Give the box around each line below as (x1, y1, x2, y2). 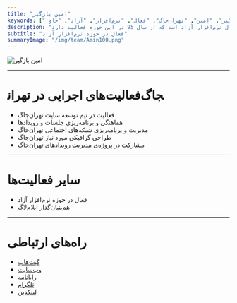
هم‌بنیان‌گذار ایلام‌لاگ (17, 203, 71, 211)
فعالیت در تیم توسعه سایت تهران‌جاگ (17, 111, 115, 119)
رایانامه (17, 273, 37, 281)
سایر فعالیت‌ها (7, 172, 81, 188)
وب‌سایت (17, 265, 42, 273)
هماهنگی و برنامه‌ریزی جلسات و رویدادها (17, 118, 123, 127)
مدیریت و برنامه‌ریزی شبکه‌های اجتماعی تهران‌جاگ (17, 126, 149, 134)
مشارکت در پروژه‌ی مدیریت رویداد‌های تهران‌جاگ (17, 141, 145, 149)
